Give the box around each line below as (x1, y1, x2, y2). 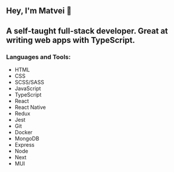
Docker (14, 129, 33, 136)
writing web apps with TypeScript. (6, 35, 136, 45)
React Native (14, 104, 46, 111)
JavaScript (14, 85, 41, 92)
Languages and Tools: (6, 52, 71, 61)
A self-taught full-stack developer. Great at (6, 26, 168, 36)
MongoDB (14, 135, 40, 142)
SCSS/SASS (14, 79, 44, 86)
